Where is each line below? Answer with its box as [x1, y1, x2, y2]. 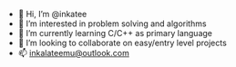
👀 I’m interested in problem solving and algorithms [17, 18, 207, 29]
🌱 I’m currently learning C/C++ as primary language [17, 28, 212, 38]
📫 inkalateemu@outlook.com [17, 48, 129, 58]
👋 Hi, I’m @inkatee [17, 9, 87, 19]
